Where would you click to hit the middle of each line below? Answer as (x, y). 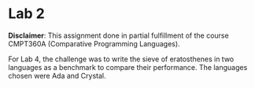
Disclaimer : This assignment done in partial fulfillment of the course (119, 35)
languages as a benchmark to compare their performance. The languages (128, 67)
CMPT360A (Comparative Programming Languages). (94, 43)
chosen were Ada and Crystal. (57, 75)
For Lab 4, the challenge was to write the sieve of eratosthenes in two (121, 59)
